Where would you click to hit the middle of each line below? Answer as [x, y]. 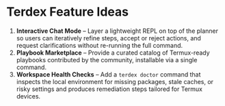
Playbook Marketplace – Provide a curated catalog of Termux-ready [113, 53]
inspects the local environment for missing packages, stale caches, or [115, 81]
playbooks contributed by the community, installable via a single [107, 59]
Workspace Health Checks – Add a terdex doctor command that [108, 74]
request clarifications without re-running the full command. [100, 45]
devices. [28, 96]
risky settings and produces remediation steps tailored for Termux [109, 89]
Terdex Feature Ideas [68, 12]
